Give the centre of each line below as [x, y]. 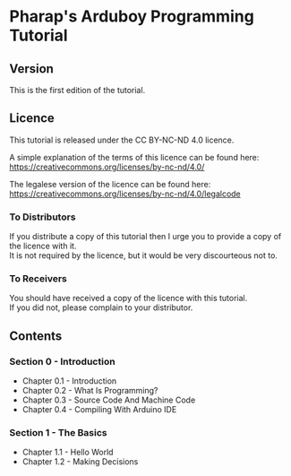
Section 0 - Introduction [62, 361]
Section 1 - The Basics [58, 433]
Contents [36, 336]
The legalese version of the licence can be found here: [110, 184]
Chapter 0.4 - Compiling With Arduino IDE [99, 410]
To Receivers [38, 279]
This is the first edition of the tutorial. [77, 90]
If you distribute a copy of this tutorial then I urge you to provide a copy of [145, 237]
